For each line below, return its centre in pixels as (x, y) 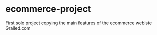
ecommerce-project (48, 9)
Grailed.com (18, 28)
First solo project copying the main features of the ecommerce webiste (79, 23)
